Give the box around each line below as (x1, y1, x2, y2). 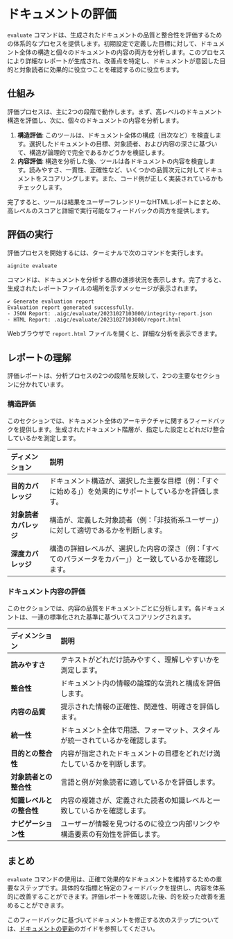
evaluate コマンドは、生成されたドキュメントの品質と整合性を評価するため (7, 31, 223, 39)
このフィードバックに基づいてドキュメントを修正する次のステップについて (7, 915, 220, 924)
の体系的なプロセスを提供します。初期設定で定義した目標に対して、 (7, 39, 201, 47)
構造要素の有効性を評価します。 (60, 829, 164, 839)
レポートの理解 (7, 351, 71, 363)
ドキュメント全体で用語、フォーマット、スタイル (60, 725, 221, 735)
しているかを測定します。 (7, 433, 80, 442)
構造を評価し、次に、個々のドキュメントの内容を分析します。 (7, 116, 183, 124)
